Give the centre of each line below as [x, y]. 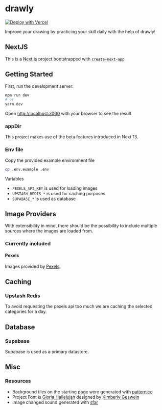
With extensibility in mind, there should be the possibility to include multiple [81, 226]
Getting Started [29, 74]
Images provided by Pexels [32, 266]
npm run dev [17, 95]
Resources [18, 381]
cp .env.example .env [27, 169]
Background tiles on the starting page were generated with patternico [82, 392]
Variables [14, 179]
